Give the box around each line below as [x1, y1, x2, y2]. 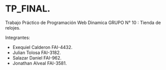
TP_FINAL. [5, 3, 50, 14]
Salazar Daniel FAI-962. [12, 54, 62, 60]
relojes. [5, 24, 21, 30]
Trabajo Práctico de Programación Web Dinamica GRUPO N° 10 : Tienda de [5, 19, 161, 25]
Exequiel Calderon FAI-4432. [12, 44, 73, 50]
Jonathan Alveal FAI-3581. [12, 60, 67, 66]
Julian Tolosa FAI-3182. [12, 49, 61, 55]
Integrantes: [5, 34, 30, 40]
